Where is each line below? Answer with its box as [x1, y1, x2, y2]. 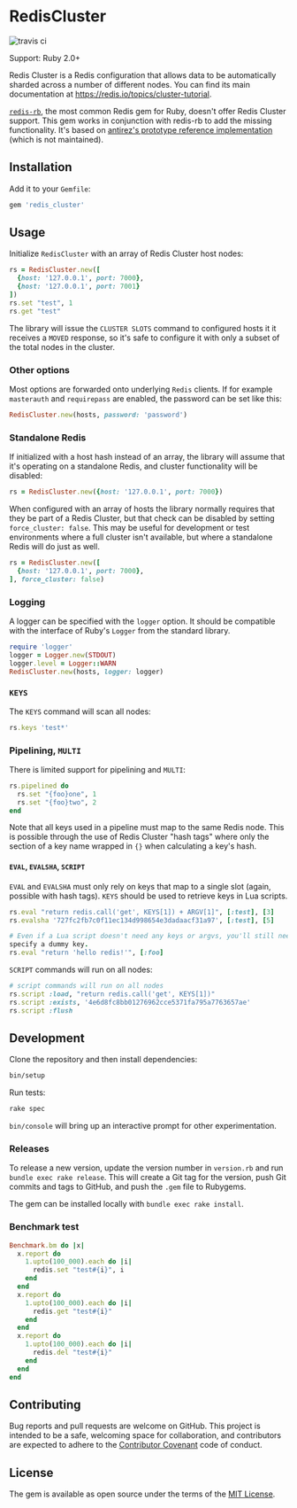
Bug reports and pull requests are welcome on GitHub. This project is [9, 1420, 261, 1432]
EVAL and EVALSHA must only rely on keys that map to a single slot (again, [9, 881, 271, 891]
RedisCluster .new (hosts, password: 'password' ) [9, 410, 188, 419]
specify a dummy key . [9, 940, 89, 949]
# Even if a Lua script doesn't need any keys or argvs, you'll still [9, 932, 275, 941]
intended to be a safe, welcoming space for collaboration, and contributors [9, 1430, 281, 1441]
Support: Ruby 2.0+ [9, 52, 81, 63]
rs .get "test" [9, 307, 62, 315]
